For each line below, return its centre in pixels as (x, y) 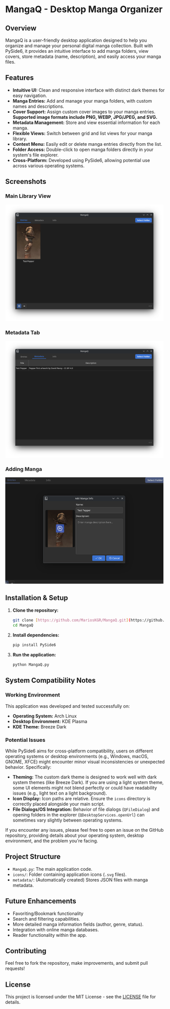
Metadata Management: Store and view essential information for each (86, 122)
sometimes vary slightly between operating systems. (68, 820)
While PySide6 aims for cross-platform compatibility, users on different (79, 751)
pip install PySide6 (34, 645)
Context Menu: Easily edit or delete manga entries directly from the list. (87, 144)
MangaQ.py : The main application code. (52, 869)
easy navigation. (30, 96)
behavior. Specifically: (28, 767)
